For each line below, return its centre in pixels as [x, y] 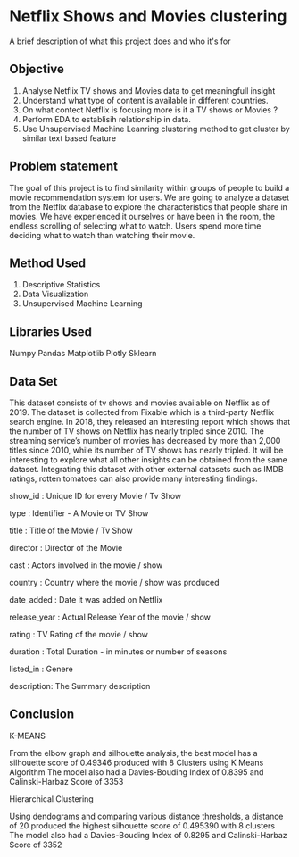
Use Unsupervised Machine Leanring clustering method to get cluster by [156, 129]
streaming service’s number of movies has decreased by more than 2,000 [145, 441]
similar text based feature [69, 138]
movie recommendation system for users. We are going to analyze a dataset [149, 197]
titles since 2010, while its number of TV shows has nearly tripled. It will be [146, 450]
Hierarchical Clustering [51, 799]
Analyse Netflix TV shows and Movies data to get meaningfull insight [149, 90]
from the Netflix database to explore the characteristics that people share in [149, 206]
